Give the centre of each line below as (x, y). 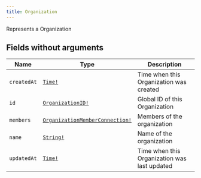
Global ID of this (160, 99)
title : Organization (32, 12)
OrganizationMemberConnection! (87, 120)
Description (165, 65)
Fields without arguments (55, 48)
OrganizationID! (66, 103)
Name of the (155, 134)
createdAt (23, 82)
